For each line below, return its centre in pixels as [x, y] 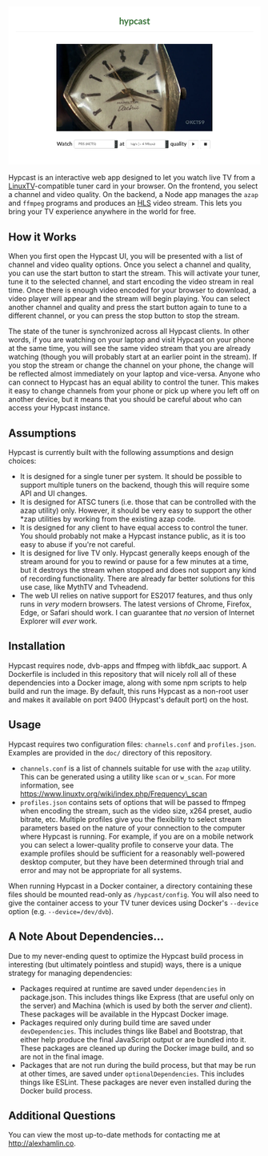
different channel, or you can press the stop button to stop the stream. [124, 316]
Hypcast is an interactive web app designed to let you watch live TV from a [132, 178]
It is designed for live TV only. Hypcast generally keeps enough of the [135, 553]
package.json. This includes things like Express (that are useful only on [137, 997]
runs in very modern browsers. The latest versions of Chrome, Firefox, [136, 604]
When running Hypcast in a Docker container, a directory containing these [131, 886]
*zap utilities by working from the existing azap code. [108, 519]
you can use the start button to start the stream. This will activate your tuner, [134, 273]
